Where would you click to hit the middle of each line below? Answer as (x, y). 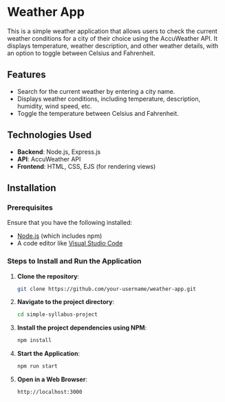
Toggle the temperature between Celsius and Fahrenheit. (98, 113)
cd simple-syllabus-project (57, 314)
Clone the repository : (48, 276)
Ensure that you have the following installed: (70, 223)
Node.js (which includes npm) (60, 236)
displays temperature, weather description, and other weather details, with (113, 46)
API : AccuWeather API (49, 159)
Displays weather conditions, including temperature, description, (109, 99)
